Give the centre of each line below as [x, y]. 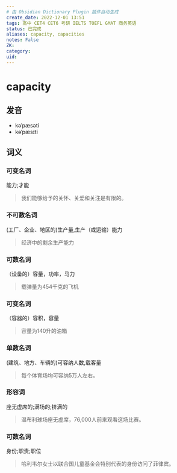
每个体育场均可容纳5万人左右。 [60, 375]
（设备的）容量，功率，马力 [41, 274]
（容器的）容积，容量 [33, 318]
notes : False [23, 40]
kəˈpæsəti [27, 125]
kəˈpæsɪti [26, 132]
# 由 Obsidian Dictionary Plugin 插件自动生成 [62, 12]
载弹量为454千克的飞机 [50, 286]
